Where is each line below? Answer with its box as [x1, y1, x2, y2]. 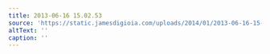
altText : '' [8, 26, 48, 34]
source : [8, 19, 35, 27]
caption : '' [8, 33, 48, 42]
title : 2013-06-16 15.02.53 [8, 11, 103, 20]
